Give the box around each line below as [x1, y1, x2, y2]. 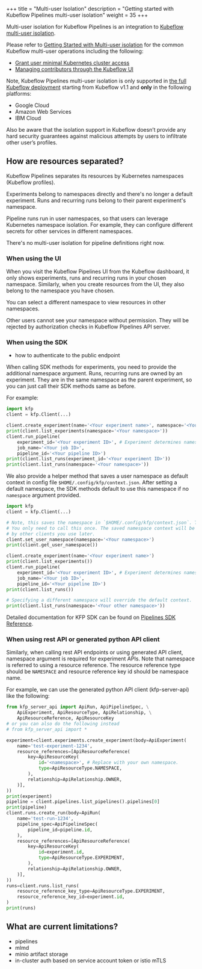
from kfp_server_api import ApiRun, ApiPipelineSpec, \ [6, 704, 149, 710]
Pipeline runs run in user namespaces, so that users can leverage [6, 215, 168, 222]
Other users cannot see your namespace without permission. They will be [6, 317, 189, 324]
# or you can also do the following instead [6, 721, 120, 727]
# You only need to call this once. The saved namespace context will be [6, 525, 195, 531]
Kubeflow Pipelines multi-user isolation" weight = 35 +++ [6, 11, 148, 19]
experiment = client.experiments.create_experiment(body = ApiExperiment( [6, 737, 187, 743]
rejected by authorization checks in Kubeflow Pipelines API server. [6, 323, 171, 330]
